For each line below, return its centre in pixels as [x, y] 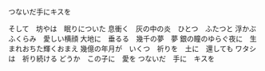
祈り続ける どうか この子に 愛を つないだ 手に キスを [119, 59]
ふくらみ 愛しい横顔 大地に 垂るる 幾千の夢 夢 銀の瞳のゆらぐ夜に [126, 39]
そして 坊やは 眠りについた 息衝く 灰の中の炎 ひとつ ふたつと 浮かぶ [132, 29]
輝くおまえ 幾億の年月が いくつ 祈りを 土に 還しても [138, 49]
